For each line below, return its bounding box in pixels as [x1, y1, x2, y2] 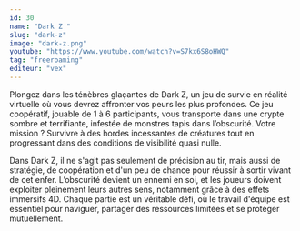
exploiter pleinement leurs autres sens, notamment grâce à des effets [9, 184, 270, 195]
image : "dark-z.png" [9, 38, 88, 48]
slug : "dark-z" [9, 30, 67, 39]
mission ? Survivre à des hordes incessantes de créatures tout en [9, 127, 255, 138]
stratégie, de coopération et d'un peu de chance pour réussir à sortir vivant [9, 165, 292, 176]
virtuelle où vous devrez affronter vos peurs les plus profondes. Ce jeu [9, 98, 275, 109]
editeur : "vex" [9, 65, 67, 74]
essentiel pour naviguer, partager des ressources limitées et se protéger [9, 203, 280, 214]
